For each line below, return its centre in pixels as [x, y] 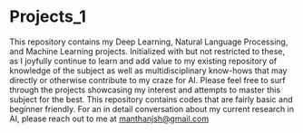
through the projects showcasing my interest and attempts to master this [145, 90]
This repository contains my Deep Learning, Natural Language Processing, [149, 42]
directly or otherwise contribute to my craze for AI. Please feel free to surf [147, 80]
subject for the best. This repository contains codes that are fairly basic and [151, 99]
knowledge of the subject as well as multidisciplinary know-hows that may [148, 71]
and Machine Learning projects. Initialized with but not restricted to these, [147, 51]
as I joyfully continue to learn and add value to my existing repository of [143, 61]
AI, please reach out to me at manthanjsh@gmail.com [109, 119]
